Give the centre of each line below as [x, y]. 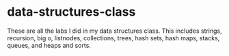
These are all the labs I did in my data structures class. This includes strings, [114, 31]
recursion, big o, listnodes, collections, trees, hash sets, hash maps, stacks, [113, 38]
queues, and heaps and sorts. [49, 45]
